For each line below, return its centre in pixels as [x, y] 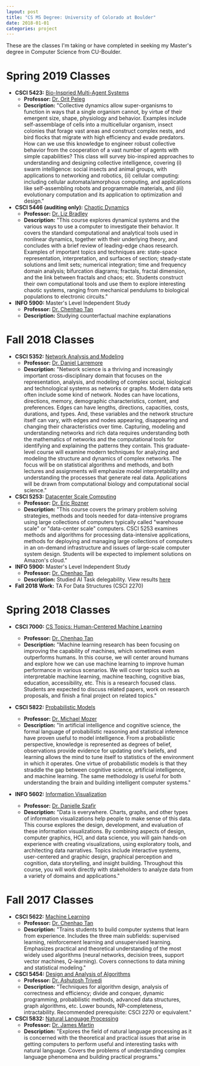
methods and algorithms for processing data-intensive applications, [107, 535]
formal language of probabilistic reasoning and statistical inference [106, 731]
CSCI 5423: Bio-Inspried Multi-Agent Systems [72, 93]
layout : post [22, 12]
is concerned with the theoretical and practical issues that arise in [105, 1038]
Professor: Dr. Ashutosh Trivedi [63, 980]
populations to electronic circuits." [66, 297]
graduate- [177, 446]
